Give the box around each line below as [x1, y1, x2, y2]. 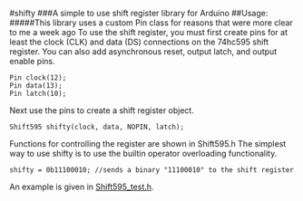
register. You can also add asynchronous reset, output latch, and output [9, 46, 278, 57]
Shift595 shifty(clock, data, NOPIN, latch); [9, 122, 184, 131]
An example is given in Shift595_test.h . [9, 181, 154, 192]
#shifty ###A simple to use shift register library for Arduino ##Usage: [9, 8, 269, 18]
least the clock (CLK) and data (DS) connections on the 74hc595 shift [9, 36, 269, 47]
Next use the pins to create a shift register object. [9, 105, 195, 116]
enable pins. [9, 56, 56, 66]
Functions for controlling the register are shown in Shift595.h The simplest [9, 139, 287, 148]
